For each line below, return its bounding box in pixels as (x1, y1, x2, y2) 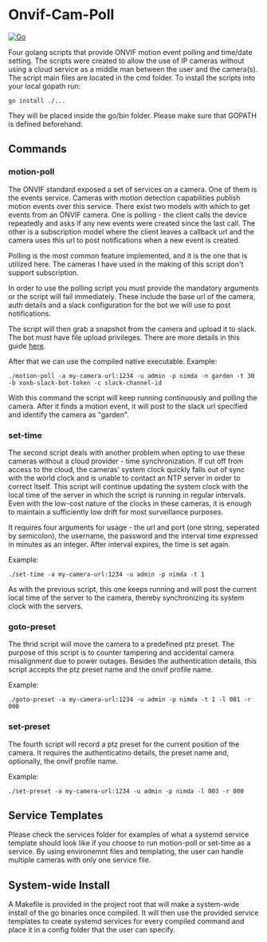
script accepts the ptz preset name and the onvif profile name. (8, 664, 214, 675)
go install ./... (8, 97, 66, 104)
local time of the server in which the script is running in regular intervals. (8, 490, 246, 499)
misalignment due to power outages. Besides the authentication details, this (8, 656, 257, 666)
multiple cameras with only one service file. (8, 855, 151, 865)
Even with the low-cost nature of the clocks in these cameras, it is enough (8, 499, 252, 508)
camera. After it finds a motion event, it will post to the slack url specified (8, 401, 249, 411)
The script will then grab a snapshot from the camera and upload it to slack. (8, 324, 257, 333)
